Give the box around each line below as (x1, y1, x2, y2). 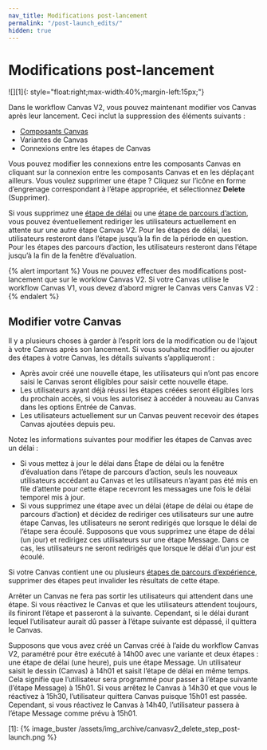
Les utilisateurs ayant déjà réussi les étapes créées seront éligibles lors (19, 385, 253, 395)
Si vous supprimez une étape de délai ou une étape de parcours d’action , (8, 208, 249, 218)
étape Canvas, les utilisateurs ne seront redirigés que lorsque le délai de (19, 518, 257, 527)
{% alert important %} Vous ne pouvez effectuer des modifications (8, 266, 228, 276)
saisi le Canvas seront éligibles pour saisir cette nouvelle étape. (19, 377, 229, 387)
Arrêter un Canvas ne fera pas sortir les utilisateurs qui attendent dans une (8, 591, 253, 601)
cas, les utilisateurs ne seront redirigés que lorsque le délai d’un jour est (19, 543, 257, 553)
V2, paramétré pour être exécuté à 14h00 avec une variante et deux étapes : (8, 649, 259, 659)
